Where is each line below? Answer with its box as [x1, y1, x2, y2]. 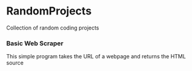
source [6, 59, 24, 67]
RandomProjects [6, 4, 92, 18]
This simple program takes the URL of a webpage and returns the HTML [6, 53, 186, 60]
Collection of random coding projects [6, 24, 99, 31]
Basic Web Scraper [6, 39, 64, 48]
